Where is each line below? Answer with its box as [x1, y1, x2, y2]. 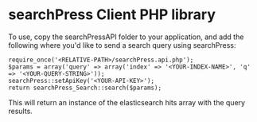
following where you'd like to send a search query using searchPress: [8, 40, 236, 49]
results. [8, 106, 33, 116]
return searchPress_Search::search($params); [8, 84, 162, 92]
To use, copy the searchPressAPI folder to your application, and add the [8, 32, 244, 41]
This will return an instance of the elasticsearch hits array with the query [8, 97, 245, 107]
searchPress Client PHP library [8, 6, 216, 24]
